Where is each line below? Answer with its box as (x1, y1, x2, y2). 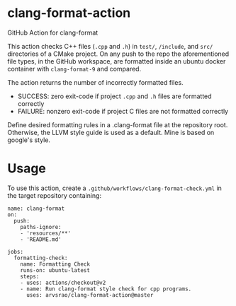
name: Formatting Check (20, 260, 91, 268)
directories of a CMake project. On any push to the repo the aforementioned (7, 49, 230, 58)
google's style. (7, 136, 51, 144)
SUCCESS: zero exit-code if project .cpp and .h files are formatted (17, 92, 212, 100)
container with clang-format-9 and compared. (7, 64, 142, 73)
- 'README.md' (20, 235, 62, 243)
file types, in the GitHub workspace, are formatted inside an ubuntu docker (7, 57, 226, 65)
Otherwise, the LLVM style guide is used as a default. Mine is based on (7, 128, 215, 136)
